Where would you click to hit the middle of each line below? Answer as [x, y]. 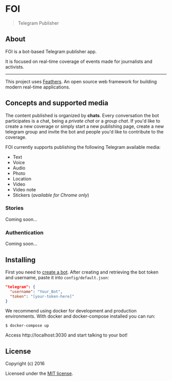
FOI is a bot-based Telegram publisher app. [51, 51]
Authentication [24, 232]
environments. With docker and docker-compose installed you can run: [80, 316]
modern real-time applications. [38, 87]
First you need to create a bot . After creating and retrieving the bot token [82, 272]
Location [22, 178]
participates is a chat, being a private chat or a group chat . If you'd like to [83, 121]
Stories [15, 208]
